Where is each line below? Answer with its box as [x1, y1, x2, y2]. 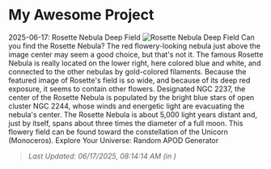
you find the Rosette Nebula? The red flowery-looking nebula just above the [8, 40, 261, 50]
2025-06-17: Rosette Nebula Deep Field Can [8, 32, 255, 42]
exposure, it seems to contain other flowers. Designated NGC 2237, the [8, 83, 246, 94]
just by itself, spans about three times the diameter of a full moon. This [8, 118, 243, 128]
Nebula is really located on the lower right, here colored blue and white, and [8, 58, 261, 68]
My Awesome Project [8, 6, 155, 24]
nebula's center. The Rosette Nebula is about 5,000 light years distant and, [8, 109, 257, 119]
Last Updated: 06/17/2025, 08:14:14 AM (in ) [28, 151, 176, 161]
